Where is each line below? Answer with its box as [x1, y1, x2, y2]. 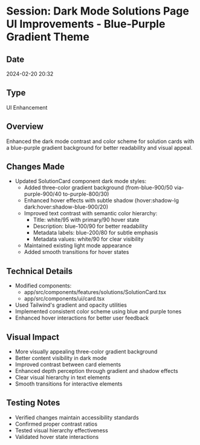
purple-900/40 [24, 190, 62, 198]
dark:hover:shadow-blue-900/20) [24, 203, 109, 210]
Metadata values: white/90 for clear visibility [33, 235, 144, 243]
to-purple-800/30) [62, 190, 109, 198]
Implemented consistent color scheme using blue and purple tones [15, 308, 182, 315]
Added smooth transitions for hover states [24, 249, 129, 256]
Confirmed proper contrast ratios [15, 420, 98, 427]
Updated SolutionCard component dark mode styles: [15, 178, 147, 185]
